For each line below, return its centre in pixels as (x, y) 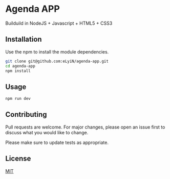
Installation (24, 39)
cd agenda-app (20, 66)
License (18, 159)
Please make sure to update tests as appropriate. (57, 142)
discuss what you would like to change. (47, 132)
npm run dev (18, 99)
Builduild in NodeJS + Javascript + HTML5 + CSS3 (59, 23)
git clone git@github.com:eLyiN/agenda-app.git (57, 61)
